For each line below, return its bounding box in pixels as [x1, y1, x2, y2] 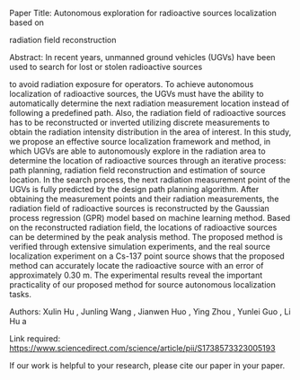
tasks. [9, 289, 32, 299]
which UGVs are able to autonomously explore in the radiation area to [9, 146, 267, 156]
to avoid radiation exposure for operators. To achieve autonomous [9, 79, 254, 89]
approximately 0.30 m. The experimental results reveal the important [9, 270, 263, 280]
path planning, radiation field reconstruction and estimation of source [9, 165, 266, 175]
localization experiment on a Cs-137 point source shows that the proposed [9, 251, 285, 261]
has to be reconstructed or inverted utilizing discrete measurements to [9, 117, 270, 128]
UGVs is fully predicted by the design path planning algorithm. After [9, 184, 260, 194]
